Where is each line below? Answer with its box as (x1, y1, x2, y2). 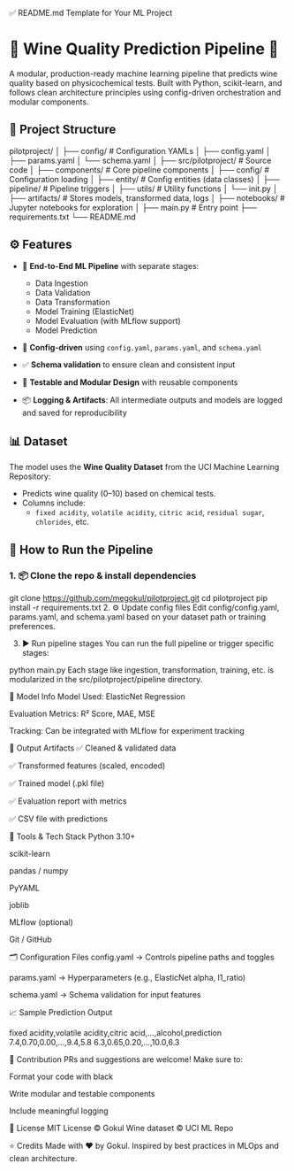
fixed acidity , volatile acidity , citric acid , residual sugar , (34, 507, 265, 518)
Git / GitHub (9, 934, 53, 945)
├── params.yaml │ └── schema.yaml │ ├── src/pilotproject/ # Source (9, 155, 272, 166)
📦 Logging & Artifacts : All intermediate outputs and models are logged (21, 394, 283, 405)
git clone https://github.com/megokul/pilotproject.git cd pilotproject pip (9, 593, 268, 604)
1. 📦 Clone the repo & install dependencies (9, 569, 197, 582)
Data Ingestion (34, 278, 88, 289)
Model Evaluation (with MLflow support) (34, 315, 181, 326)
